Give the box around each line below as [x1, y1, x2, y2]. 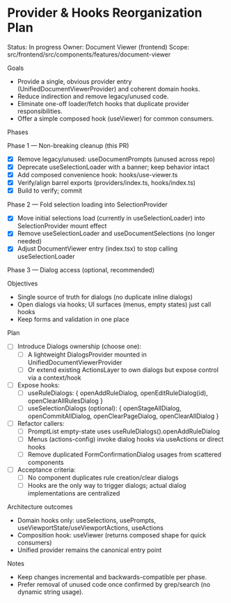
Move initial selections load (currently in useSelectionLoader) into [17, 214, 205, 223]
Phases [7, 128, 29, 136]
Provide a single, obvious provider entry [17, 77, 132, 85]
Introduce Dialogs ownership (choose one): [17, 342, 142, 350]
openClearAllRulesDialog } [27, 396, 103, 405]
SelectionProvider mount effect [17, 222, 107, 230]
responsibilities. [17, 107, 63, 115]
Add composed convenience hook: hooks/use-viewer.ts [17, 171, 178, 179]
